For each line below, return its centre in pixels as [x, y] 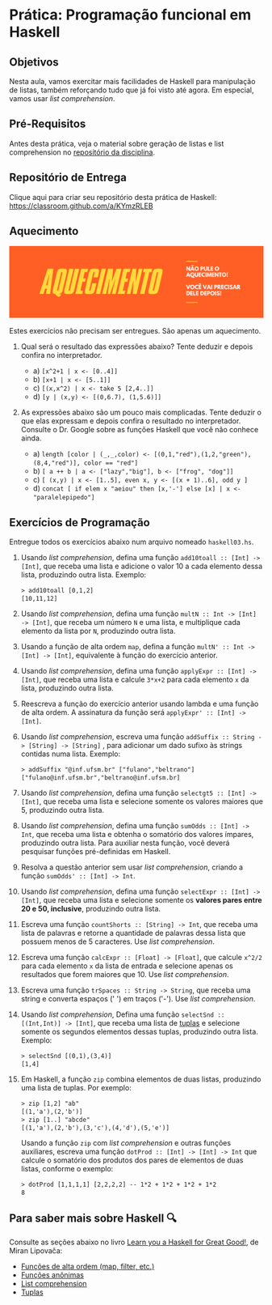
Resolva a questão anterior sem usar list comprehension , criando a [132, 867]
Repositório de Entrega [68, 178]
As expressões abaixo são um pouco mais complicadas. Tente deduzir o [141, 412]
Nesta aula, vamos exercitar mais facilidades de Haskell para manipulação [132, 81]
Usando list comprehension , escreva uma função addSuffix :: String [138, 737]
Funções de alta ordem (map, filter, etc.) [88, 1266]
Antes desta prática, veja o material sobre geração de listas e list [117, 143]
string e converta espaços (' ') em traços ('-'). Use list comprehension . [138, 999]
